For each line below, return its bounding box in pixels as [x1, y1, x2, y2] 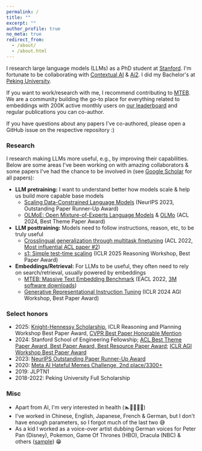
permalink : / [6, 8, 39, 15]
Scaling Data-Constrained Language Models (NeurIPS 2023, [24, 199, 174, 206]
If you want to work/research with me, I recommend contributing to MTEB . [6, 89, 191, 96]
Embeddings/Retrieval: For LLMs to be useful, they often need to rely [14, 263, 189, 270]
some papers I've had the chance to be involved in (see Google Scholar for [6, 168, 192, 175]
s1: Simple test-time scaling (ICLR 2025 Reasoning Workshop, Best [24, 250, 191, 257]
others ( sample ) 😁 [14, 438, 62, 445]
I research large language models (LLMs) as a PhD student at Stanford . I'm [6, 64, 192, 72]
